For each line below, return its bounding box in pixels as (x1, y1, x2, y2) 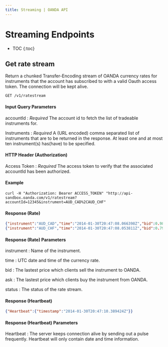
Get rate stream (5, 59, 55, 68)
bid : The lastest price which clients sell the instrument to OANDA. (5, 267, 141, 273)
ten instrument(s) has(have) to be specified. (5, 140, 96, 146)
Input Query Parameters (5, 103, 56, 110)
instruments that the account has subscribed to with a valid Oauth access (5, 78, 156, 84)
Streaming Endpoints (5, 28, 95, 40)
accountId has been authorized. (5, 168, 71, 174)
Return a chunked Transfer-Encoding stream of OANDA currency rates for (5, 73, 157, 79)
